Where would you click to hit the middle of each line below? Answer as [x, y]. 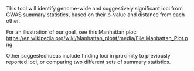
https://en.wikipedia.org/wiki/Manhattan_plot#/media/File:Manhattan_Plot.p [97, 38]
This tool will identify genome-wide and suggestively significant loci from [94, 8]
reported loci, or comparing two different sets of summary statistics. [89, 62]
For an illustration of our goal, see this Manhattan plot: [71, 32]
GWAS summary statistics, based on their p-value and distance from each [96, 15]
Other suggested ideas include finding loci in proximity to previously [89, 56]
